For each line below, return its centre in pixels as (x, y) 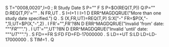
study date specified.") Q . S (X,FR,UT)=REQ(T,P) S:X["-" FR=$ (70, 18)
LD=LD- (149, 34)
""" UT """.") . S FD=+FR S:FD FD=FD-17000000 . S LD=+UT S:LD (72, 34)
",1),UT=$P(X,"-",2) (25, 23)
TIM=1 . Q (44, 39)
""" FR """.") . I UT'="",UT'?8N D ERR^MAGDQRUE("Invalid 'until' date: (76, 29)
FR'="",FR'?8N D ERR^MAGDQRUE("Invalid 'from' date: (107, 23)
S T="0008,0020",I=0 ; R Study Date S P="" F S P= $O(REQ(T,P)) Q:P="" (80, 8)
